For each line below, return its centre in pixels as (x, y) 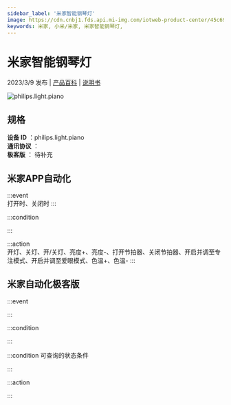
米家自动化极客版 (43, 285)
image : (16, 20)
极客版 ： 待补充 (30, 154)
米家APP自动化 (39, 178)
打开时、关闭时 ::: (32, 203)
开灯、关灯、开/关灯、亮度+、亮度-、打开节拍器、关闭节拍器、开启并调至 (111, 252)
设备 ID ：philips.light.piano (46, 137)
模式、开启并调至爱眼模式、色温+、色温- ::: (74, 260)
